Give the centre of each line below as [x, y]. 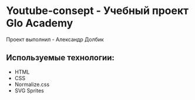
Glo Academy [40, 23]
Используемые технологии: [60, 58]
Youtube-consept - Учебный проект [97, 11]
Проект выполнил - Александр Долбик [55, 39]
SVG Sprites [29, 90]
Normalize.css [32, 84]
